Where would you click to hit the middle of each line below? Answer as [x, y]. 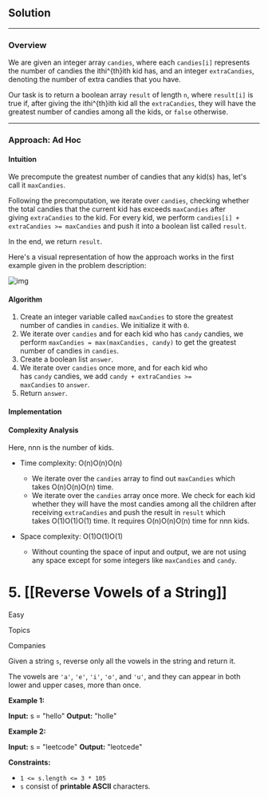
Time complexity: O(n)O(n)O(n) [71, 463]
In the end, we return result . [55, 242]
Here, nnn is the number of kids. [61, 448]
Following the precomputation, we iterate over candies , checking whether [129, 201]
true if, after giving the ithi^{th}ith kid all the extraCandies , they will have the [132, 104]
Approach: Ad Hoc [45, 140]
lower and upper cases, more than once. [75, 685]
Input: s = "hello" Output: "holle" [63, 716]
